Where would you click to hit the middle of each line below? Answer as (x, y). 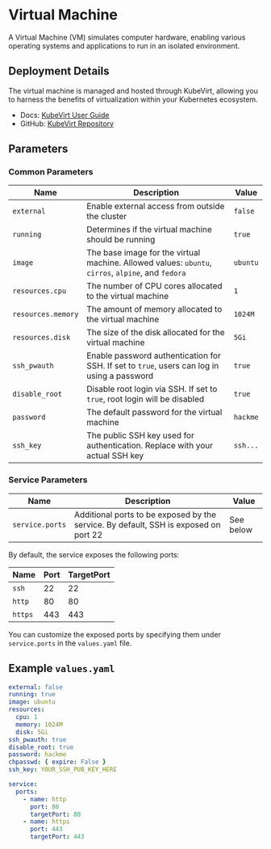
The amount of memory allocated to (154, 309)
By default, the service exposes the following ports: (94, 554)
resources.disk (42, 338)
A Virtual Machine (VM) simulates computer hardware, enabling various (127, 37)
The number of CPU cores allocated (154, 286)
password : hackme (38, 754)
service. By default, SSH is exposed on (147, 524)
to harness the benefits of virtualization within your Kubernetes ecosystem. (133, 99)
